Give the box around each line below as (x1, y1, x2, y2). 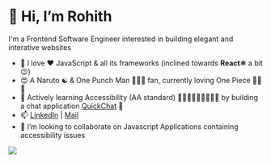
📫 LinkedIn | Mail (19, 110, 79, 119)
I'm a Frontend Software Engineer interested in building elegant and (8, 34, 234, 44)
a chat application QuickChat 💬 (19, 101, 124, 111)
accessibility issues (19, 130, 86, 140)
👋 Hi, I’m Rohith (8, 7, 112, 26)
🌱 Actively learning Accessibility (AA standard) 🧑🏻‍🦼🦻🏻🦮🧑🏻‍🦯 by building (19, 92, 259, 102)
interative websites (8, 42, 71, 52)
